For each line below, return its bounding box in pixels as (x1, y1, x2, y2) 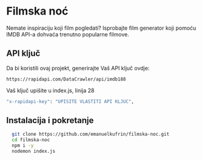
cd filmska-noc (12, 137, 50, 143)
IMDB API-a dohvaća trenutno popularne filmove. (6, 30, 129, 38)
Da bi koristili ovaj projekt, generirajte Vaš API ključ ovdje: (6, 64, 150, 72)
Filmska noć (6, 4, 69, 18)
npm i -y (12, 142, 34, 149)
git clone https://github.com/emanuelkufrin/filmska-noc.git (12, 132, 170, 138)
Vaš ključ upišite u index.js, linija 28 (6, 87, 95, 94)
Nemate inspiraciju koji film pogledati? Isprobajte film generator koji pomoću (6, 24, 197, 32)
